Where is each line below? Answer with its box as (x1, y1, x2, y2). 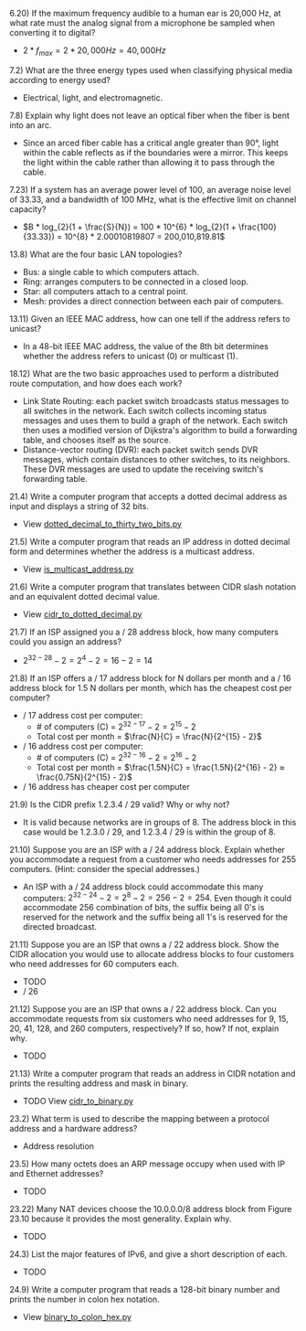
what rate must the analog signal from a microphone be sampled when (9, 17, 276, 28)
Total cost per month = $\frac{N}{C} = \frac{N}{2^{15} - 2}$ (36, 731, 262, 742)
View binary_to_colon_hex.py (22, 1312, 132, 1323)
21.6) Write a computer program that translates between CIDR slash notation (9, 580, 297, 592)
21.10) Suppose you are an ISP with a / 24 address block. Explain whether (9, 844, 286, 855)
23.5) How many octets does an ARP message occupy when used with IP (9, 1158, 286, 1169)
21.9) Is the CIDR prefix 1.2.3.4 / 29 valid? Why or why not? (9, 799, 230, 810)
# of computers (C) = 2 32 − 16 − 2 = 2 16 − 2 (36, 751, 197, 762)
